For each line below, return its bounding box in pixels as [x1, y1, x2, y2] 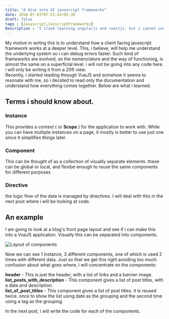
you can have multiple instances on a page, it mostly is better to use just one [5, 129, 164, 135]
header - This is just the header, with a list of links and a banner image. [5, 272, 153, 278]
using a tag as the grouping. [5, 298, 63, 304]
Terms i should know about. [5, 97, 94, 106]
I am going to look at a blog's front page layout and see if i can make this [5, 226, 156, 232]
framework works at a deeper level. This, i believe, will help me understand [5, 45, 160, 51]
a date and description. [5, 282, 53, 288]
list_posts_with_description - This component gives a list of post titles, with [5, 277, 163, 283]
